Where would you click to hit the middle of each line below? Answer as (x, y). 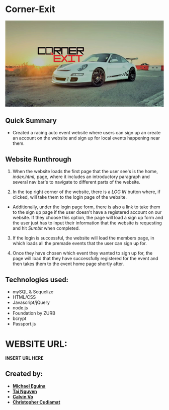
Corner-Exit (30, 9)
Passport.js (24, 324)
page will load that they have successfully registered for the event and (85, 259)
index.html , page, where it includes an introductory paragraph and (81, 177)
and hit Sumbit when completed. (46, 228)
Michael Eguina (29, 386)
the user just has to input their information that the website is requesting (87, 223)
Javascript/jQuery (31, 302)
